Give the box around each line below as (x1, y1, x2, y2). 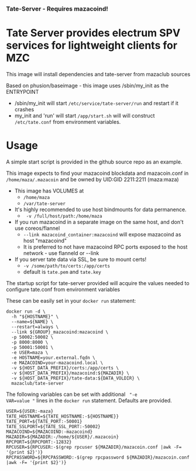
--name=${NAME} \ (11, 318, 54, 324)
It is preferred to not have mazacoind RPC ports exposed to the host (23, 243, 188, 250)
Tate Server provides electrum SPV (6, 26, 181, 40)
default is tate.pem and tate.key (23, 268, 101, 275)
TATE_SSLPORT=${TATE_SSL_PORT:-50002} (6, 423, 101, 429)
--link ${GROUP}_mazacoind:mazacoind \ (11, 329, 109, 335)
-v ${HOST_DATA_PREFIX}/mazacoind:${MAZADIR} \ (11, 370, 130, 376)
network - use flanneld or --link (23, 249, 99, 256)
